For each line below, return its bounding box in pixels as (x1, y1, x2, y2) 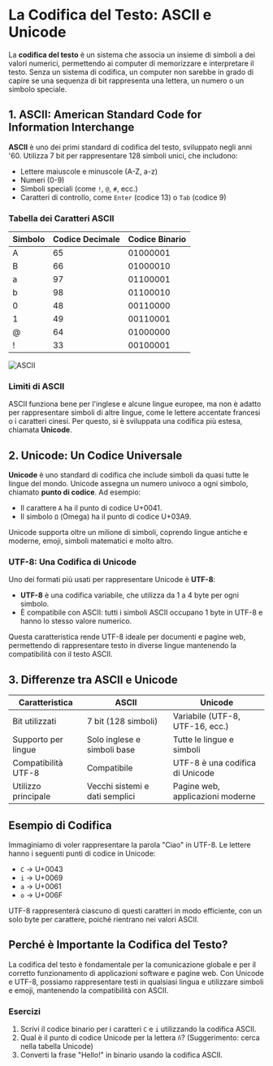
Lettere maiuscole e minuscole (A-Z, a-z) (19, 166, 158, 176)
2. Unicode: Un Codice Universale (8, 448, 183, 462)
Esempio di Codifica (8, 818, 112, 832)
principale (12, 791, 51, 802)
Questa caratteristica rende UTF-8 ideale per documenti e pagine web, (8, 632, 246, 642)
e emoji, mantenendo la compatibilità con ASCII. (8, 985, 169, 995)
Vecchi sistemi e (86, 781, 149, 792)
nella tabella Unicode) (19, 1042, 93, 1051)
